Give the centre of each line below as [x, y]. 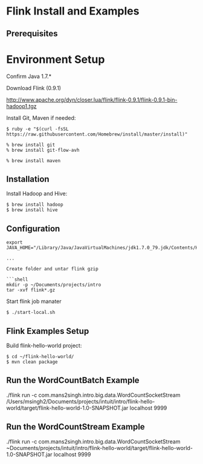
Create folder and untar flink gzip [52, 269]
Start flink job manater [34, 301]
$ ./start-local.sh [31, 313]
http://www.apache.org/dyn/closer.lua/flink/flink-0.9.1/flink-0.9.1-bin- [92, 100]
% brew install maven [34, 161]
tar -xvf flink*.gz [31, 290]
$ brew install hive [32, 210]
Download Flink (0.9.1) [34, 88]
